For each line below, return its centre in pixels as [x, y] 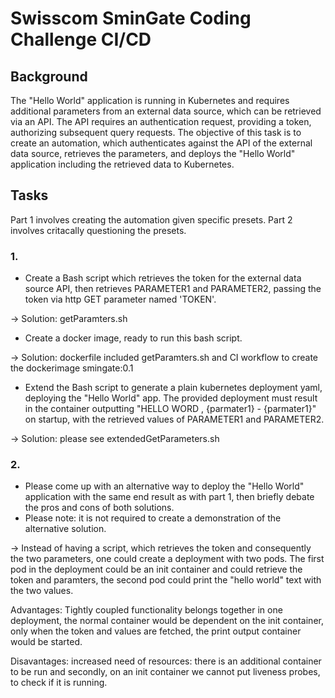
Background [49, 76]
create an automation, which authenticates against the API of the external [161, 143]
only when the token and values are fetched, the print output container [156, 631]
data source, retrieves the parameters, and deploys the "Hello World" [153, 153]
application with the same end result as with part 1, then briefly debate [169, 497]
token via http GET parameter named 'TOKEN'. [120, 299]
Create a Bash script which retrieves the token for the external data [163, 278]
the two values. [42, 591]
